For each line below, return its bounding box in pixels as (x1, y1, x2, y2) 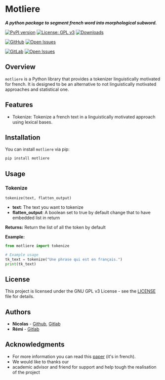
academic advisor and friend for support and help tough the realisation (12, 364, 157, 370)
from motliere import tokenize (5, 243, 70, 248)
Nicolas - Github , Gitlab (12, 321, 61, 327)
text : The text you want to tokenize (12, 204, 84, 210)
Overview (5, 63, 36, 71)
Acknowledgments (5, 341, 65, 349)
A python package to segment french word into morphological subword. (5, 20, 157, 26)
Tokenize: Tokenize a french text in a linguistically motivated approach (12, 114, 156, 119)
